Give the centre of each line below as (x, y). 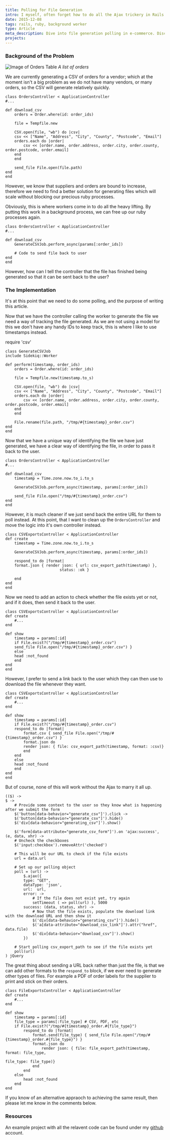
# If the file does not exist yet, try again (81, 898)
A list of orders (73, 67)
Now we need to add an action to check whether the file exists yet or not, (81, 597)
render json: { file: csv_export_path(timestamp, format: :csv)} (94, 747)
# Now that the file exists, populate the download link (94, 912)
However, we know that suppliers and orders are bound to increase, (76, 186)
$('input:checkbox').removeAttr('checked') (61, 845)
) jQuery (14, 956)
